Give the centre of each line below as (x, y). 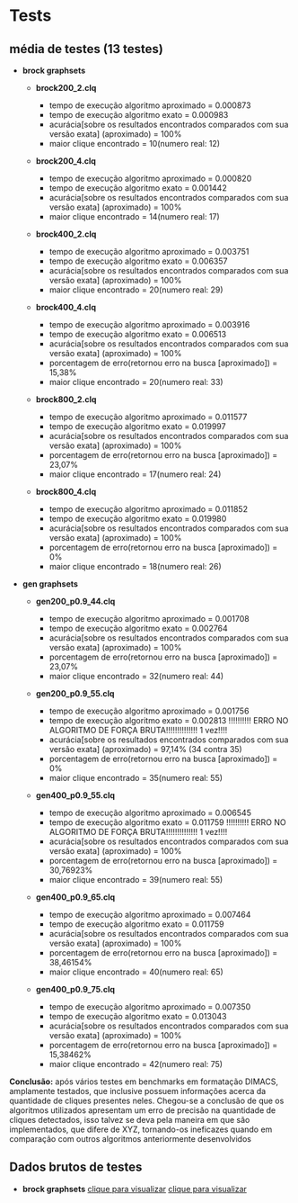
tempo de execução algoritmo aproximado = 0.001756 (149, 711)
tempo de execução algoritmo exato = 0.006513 (138, 334)
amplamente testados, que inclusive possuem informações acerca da (138, 1091)
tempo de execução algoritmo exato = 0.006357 (138, 261)
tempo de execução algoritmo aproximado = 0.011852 (149, 509)
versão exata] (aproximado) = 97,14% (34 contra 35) (145, 749)
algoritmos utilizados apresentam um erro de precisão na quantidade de (143, 1110)
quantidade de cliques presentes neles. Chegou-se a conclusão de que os (147, 1100)
